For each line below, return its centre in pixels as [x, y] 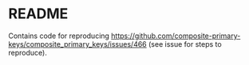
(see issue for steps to [185, 44]
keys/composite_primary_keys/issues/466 [78, 44]
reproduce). [28, 52]
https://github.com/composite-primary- [176, 36]
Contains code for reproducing [59, 36]
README [38, 14]
